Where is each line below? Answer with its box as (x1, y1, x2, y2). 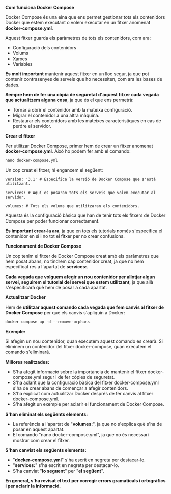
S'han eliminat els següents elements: (5, 411, 88, 417)
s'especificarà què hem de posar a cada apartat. (5, 285, 107, 290)
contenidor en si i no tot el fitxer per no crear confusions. (5, 233, 125, 239)
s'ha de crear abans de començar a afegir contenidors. (12, 385, 128, 391)
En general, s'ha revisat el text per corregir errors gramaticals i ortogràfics (5, 478, 166, 483)
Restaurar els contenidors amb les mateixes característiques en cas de (12, 118, 161, 124)
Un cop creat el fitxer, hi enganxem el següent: (5, 167, 103, 173)
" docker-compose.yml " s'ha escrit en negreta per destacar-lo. (12, 457, 146, 463)
